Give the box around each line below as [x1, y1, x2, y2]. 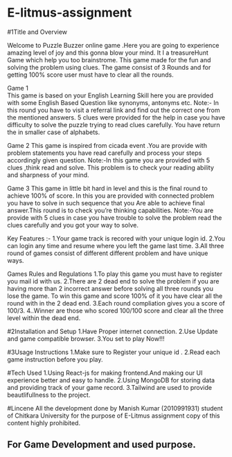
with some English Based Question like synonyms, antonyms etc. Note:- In [7, 98, 220, 106]
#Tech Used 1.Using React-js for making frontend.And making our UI [7, 369, 203, 377]
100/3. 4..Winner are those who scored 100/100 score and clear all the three [7, 306, 224, 315]
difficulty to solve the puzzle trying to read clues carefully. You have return [7, 120, 220, 129]
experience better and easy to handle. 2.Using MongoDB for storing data [7, 375, 215, 384]
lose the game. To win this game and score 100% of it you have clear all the [7, 292, 223, 300]
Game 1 [7, 84, 29, 92]
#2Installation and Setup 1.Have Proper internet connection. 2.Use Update [7, 327, 218, 335]
